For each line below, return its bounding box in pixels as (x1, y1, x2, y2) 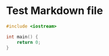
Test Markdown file (6, 4, 104, 17)
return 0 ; (17, 39, 41, 45)
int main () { (6, 34, 39, 40)
